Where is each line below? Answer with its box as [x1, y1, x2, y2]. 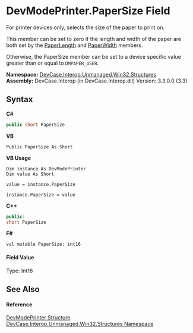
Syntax [6, 94, 33, 104]
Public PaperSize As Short [6, 144, 73, 150]
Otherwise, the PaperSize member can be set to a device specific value [6, 53, 181, 60]
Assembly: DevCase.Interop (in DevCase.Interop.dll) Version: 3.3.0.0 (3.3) [6, 77, 188, 84]
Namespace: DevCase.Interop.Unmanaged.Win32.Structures [6, 71, 156, 78]
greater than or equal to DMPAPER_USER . [6, 59, 99, 66]
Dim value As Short [6, 171, 55, 177]
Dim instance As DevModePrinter [6, 166, 86, 172]
